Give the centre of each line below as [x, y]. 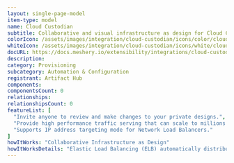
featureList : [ [29, 110]
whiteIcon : [23, 46]
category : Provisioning [42, 65]
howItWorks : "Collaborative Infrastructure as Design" [88, 143]
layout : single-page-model [46, 14]
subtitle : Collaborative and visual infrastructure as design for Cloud [115, 33]
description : [26, 59]
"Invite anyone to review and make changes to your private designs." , [120, 117]
